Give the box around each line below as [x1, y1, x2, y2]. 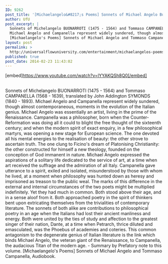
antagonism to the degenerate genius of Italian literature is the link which [5, 232, 155, 238]
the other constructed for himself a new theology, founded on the [5, 146, 140, 152]
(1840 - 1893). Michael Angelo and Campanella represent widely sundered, [5, 99, 160, 105]
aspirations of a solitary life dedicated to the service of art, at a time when [5, 157, 157, 163]
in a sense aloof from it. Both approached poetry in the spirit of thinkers [5, 195, 152, 201]
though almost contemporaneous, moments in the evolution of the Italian [5, 104, 155, 110]
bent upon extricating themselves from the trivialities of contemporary [5, 200, 150, 206]
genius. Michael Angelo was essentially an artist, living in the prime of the [5, 109, 156, 115]
